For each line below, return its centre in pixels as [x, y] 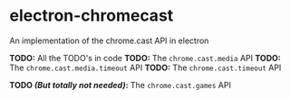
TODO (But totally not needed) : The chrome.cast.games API [120, 85]
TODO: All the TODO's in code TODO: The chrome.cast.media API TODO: [145, 58]
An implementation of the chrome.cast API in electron [109, 40]
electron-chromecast [92, 16]
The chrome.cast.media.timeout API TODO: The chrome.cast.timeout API [145, 67]
